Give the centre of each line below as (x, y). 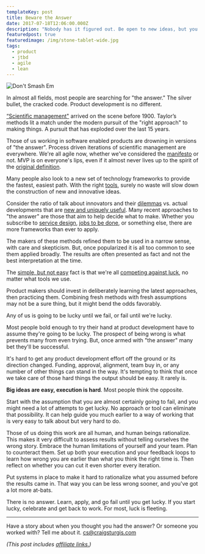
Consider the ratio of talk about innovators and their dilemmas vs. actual (97, 203)
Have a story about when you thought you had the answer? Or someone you (102, 526)
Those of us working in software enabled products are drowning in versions (102, 141)
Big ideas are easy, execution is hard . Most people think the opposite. (95, 390)
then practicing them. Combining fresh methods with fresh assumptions (97, 297)
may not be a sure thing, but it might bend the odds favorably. (84, 304)
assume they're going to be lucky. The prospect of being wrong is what (96, 334)
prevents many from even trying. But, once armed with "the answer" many (100, 340)
